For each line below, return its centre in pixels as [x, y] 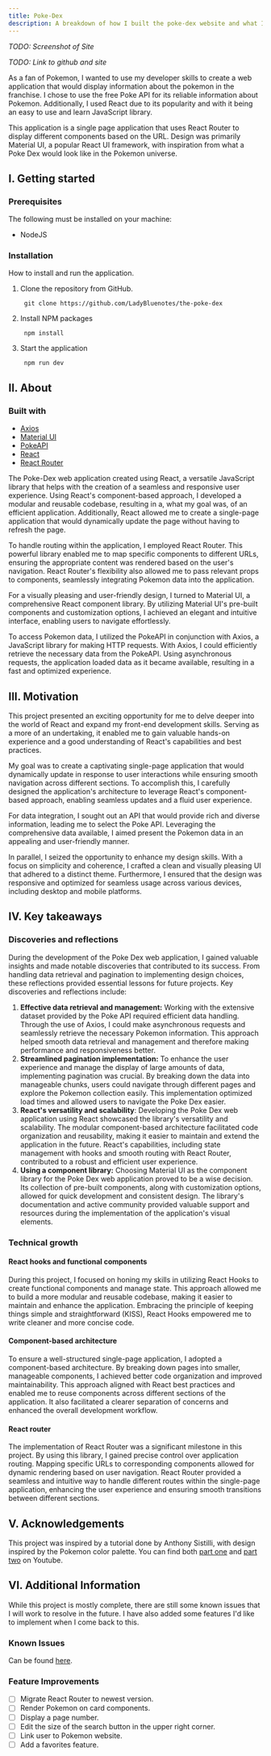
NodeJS [33, 235]
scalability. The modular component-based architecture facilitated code [139, 1127]
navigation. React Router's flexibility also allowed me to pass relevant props [134, 571]
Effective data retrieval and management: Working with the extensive [137, 1007]
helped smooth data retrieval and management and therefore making [134, 1041]
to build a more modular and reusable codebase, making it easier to [121, 1297]
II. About [30, 388]
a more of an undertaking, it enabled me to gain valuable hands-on [119, 733]
